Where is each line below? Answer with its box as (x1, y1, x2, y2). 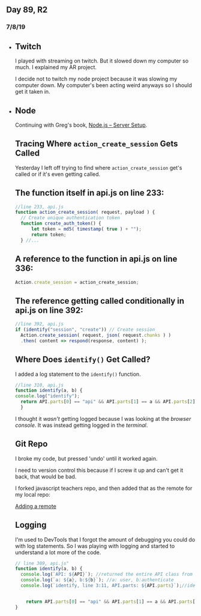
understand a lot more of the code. (14, 549, 101, 556)
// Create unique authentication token (20, 215, 120, 221)
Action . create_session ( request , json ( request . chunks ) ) (20, 332, 172, 338)
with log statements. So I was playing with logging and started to (14, 542, 175, 549)
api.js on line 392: (14, 305, 83, 315)
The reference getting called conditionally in (14, 295, 185, 306)
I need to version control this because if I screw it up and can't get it (14, 467, 184, 474)
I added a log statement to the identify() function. (14, 370, 141, 378)
